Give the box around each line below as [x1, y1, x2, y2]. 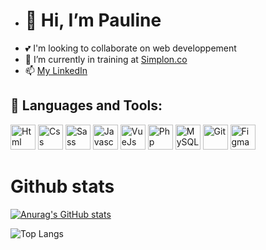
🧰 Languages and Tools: [10, 97, 163, 114]
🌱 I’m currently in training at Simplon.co [24, 53, 188, 65]
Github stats [10, 175, 115, 198]
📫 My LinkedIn [24, 64, 88, 76]
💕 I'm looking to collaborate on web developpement [24, 42, 237, 54]
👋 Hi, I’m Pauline [24, 9, 162, 32]
